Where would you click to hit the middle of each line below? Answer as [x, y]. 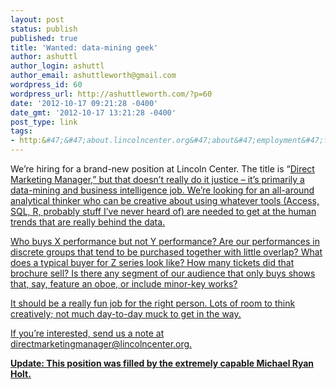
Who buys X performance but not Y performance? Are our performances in [165, 241]
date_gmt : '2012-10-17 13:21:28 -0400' [93, 112]
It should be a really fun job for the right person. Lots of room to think [153, 303]
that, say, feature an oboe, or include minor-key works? [124, 284]
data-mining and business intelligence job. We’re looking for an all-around [162, 190]
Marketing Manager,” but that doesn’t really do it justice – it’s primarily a [157, 179]
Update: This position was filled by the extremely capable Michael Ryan [162, 363]
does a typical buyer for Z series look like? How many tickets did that [152, 262]
